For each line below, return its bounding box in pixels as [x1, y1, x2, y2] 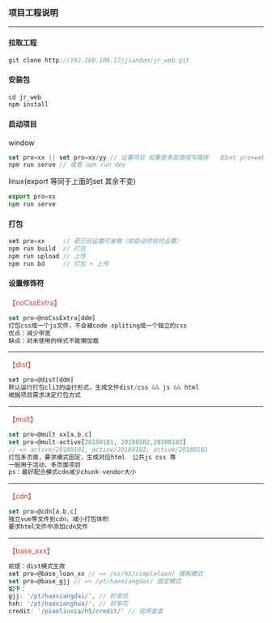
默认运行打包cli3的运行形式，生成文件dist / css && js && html [8, 383, 200, 392]
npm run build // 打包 [8, 245, 87, 253]
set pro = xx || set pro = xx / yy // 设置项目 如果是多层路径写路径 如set [8, 153, 237, 161]
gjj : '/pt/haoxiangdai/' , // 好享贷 [8, 592, 129, 600]
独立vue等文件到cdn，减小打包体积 [8, 515, 109, 523]
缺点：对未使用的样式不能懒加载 [8, 336, 100, 345]
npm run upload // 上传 [8, 252, 87, 260]
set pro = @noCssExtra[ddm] [8, 314, 96, 322]
